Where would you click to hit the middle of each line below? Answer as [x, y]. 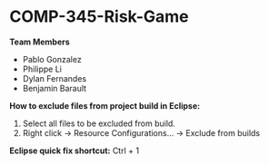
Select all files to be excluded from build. [99, 123]
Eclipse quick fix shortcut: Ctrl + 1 [74, 150]
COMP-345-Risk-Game [99, 17]
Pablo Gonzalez [52, 59]
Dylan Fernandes [55, 78]
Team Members [40, 42]
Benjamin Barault [55, 88]
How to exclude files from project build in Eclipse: [105, 105]
